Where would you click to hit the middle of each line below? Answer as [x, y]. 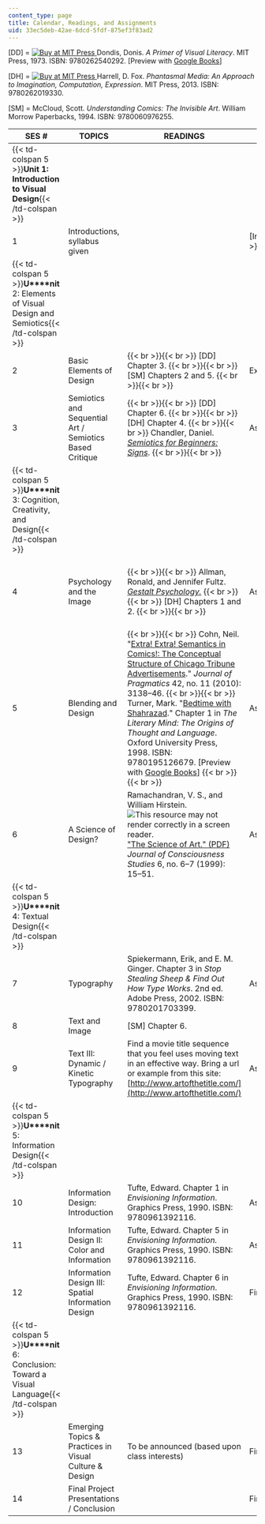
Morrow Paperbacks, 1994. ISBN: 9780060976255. [91, 117]
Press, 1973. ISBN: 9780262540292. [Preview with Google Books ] [115, 61]
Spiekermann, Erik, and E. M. [180, 959]
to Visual [29, 189]
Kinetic [81, 1073]
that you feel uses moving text [183, 1053]
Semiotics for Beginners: [173, 443]
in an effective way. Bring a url [183, 1064]
